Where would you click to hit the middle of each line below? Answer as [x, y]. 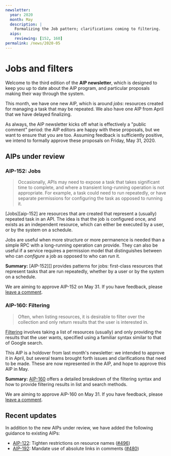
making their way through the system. [45, 93]
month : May [21, 19]
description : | [26, 24]
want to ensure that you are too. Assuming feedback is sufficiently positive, [84, 135]
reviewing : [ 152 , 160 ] [39, 39]
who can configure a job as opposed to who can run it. [63, 256]
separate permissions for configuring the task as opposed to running [90, 198]
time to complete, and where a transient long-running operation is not [91, 187]
